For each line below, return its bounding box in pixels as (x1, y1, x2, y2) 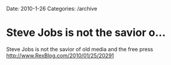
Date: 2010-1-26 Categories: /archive (6, 5, 97, 12)
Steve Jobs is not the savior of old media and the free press (6, 45, 154, 52)
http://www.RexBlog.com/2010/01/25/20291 (6, 52, 114, 59)
